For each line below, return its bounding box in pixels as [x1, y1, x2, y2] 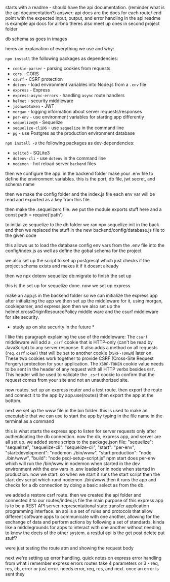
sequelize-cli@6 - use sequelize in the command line [12, 125, 124, 131]
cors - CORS [12, 71, 39, 77]
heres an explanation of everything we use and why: [5, 46, 114, 51]
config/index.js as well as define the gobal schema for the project [5, 248, 142, 254]
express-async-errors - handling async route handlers [12, 93, 125, 98]
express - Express [12, 87, 50, 93]
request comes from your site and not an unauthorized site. [5, 377, 129, 383]
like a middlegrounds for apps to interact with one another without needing [5, 525, 161, 530]
